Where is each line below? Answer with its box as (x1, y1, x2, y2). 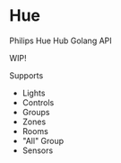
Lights (22, 87, 46, 98)
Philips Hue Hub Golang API (9, 35, 112, 46)
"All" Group (22, 135, 65, 146)
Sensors (22, 145, 54, 156)
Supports (9, 69, 44, 81)
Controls (22, 96, 55, 108)
